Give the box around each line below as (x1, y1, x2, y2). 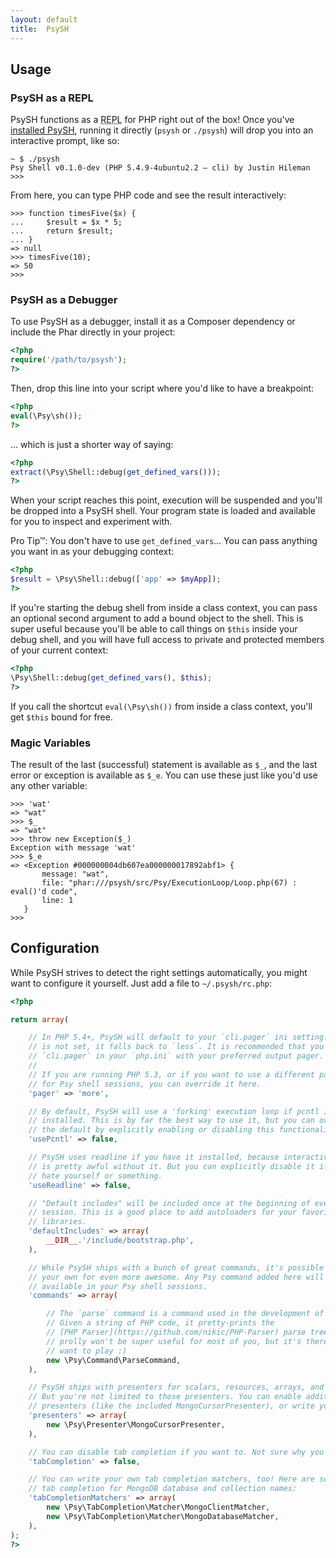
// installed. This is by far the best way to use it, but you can (28, 1116, 315, 1126)
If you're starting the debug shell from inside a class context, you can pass (10, 601, 318, 613)
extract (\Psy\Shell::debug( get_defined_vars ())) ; (10, 467, 222, 477)
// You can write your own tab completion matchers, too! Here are (28, 1474, 315, 1485)
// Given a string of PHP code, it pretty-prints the (46, 1318, 275, 1328)
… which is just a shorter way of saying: (10, 438, 174, 450)
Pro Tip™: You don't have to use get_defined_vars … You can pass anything (10, 535, 318, 547)
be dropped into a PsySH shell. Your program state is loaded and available (10, 505, 316, 517)
